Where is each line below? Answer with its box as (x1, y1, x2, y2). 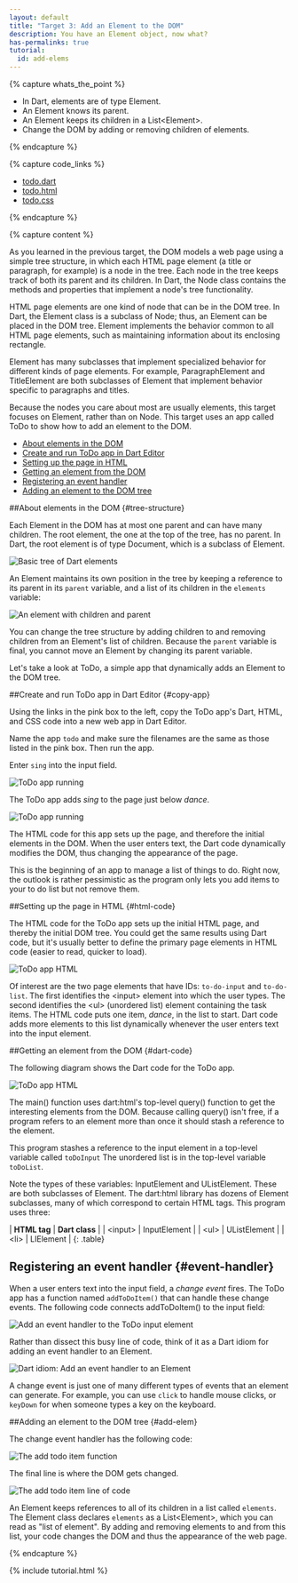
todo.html (21, 186, 58, 196)
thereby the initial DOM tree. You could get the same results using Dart (9, 928, 268, 938)
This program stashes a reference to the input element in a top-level (9, 1143, 258, 1153)
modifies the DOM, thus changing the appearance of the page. (9, 848, 239, 858)
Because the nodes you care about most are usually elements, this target (9, 402, 277, 412)
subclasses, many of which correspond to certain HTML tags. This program (9, 1197, 286, 1208)
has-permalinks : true (9, 37, 90, 47)
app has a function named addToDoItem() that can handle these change (9, 1292, 270, 1303)
